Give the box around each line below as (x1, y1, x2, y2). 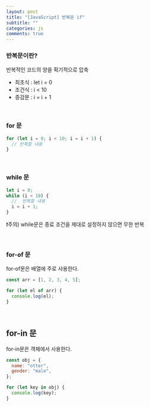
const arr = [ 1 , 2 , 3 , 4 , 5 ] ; (6, 277, 81, 283)
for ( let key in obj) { (6, 384, 65, 390)
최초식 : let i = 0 (14, 79, 52, 86)
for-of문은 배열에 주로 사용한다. (6, 265, 79, 273)
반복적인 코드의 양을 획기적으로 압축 (6, 66, 89, 73)
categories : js (6, 25, 44, 32)
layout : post (6, 8, 39, 15)
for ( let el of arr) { (6, 288, 62, 294)
